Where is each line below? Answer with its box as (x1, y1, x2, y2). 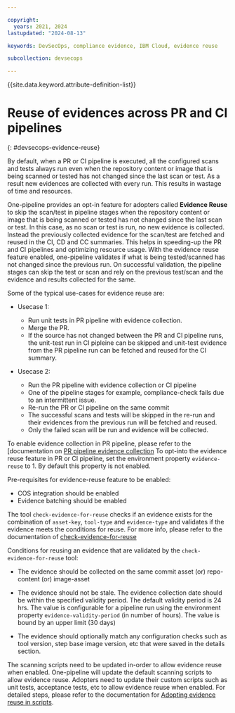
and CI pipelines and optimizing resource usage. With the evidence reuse (7, 246, 219, 254)
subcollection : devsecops (7, 55, 83, 62)
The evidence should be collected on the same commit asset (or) (17, 567, 206, 576)
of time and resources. (7, 187, 73, 196)
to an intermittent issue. (27, 396, 97, 405)
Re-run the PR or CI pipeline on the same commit (27, 403, 170, 412)
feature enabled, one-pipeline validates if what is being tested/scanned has (7, 253, 226, 261)
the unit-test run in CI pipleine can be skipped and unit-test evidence (27, 339, 227, 347)
